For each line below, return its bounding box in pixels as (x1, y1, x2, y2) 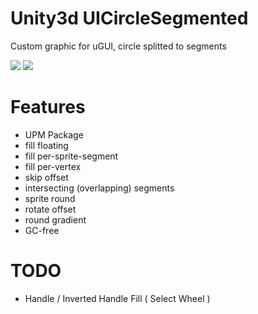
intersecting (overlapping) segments (24, 182, 175, 194)
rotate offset (24, 203, 77, 215)
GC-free (24, 224, 60, 236)
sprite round (24, 192, 76, 204)
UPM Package (24, 128, 84, 141)
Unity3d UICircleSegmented (10, 7, 249, 30)
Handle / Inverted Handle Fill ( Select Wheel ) (24, 292, 211, 304)
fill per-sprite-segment (24, 150, 119, 162)
